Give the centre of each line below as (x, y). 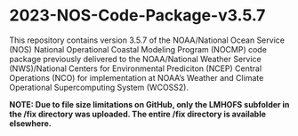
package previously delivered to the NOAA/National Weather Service (135, 59)
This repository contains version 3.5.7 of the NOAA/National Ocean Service (147, 40)
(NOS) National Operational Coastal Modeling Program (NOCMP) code (138, 49)
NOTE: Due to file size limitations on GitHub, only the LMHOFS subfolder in (149, 104)
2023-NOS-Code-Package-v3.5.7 (137, 16)
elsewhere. (30, 123)
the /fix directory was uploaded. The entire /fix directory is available (138, 114)
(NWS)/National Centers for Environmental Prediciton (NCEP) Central (136, 68)
